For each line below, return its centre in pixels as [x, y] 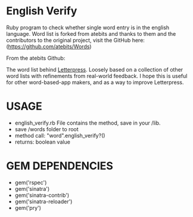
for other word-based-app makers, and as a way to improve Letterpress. [95, 82]
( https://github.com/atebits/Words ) [49, 46]
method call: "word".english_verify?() [60, 135]
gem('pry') [28, 207]
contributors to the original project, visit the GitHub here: [75, 40]
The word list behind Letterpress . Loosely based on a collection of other [95, 69]
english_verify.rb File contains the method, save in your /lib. [88, 123]
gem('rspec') [31, 182]
